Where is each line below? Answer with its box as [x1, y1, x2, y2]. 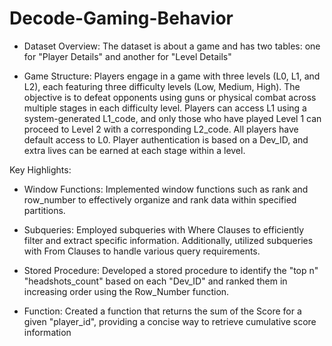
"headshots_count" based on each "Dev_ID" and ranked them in [23, 275, 288, 287]
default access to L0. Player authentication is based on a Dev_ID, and [23, 133, 309, 146]
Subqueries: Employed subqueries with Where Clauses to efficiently [23, 223, 305, 236]
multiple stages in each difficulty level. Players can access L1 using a [23, 102, 307, 114]
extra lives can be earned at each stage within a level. [23, 144, 246, 156]
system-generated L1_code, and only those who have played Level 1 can [23, 112, 322, 124]
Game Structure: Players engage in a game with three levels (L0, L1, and [23, 70, 321, 82]
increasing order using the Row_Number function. [23, 285, 230, 297]
